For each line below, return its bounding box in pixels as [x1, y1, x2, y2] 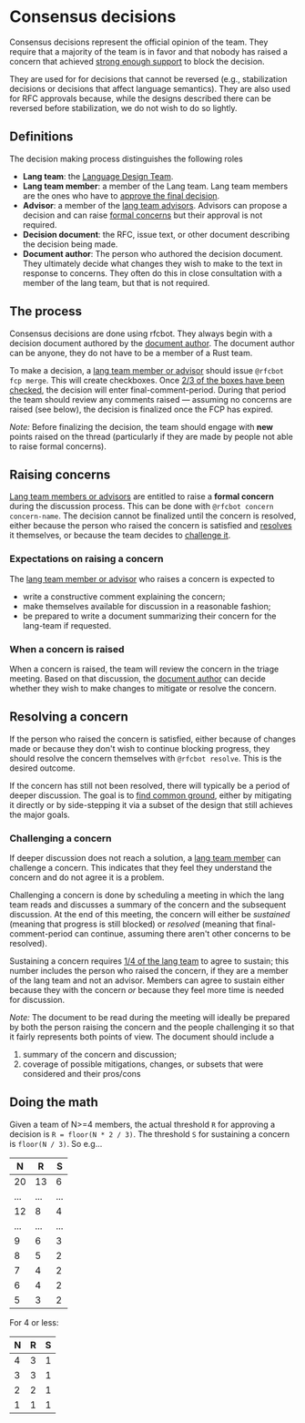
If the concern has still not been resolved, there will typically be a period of [9, 780, 290, 791]
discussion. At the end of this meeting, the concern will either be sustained [9, 909, 290, 920]
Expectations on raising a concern [9, 553, 164, 566]
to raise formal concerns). [9, 440, 107, 452]
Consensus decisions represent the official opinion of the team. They [9, 36, 269, 47]
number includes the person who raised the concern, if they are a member [9, 966, 289, 977]
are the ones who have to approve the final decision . [22, 189, 220, 201]
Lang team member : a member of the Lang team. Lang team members [22, 180, 289, 191]
